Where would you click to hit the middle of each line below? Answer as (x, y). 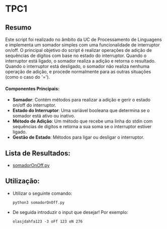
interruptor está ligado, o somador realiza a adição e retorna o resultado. (80, 61)
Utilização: (22, 181)
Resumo (18, 27)
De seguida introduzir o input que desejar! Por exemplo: (70, 212)
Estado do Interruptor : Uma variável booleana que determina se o (81, 110)
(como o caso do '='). (28, 77)
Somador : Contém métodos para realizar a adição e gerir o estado (81, 100)
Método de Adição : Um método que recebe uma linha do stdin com (82, 121)
